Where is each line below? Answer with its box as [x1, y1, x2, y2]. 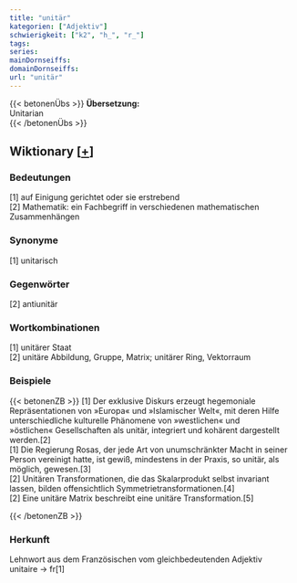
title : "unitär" [9, 13, 71, 23]
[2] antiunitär [9, 299, 58, 310]
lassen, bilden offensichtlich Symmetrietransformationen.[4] [9, 482, 235, 493]
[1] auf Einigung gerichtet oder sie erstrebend [9, 192, 180, 203]
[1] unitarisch [9, 255, 58, 266]
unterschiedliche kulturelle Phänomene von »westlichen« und [9, 415, 241, 426]
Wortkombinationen [9, 321, 100, 334]
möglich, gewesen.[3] [9, 463, 91, 474]
